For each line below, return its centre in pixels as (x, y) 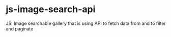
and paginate (20, 28)
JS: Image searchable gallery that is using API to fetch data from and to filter (86, 23)
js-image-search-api (51, 9)
